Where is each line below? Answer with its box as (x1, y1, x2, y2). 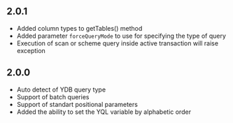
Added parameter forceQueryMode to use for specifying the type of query (16, 31, 227, 40)
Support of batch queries (16, 92, 90, 101)
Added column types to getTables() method (16, 24, 143, 32)
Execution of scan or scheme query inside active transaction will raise (16, 38, 218, 48)
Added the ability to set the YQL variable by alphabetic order (16, 108, 192, 116)
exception (16, 46, 46, 55)
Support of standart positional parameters (16, 100, 138, 108)
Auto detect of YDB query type (16, 85, 106, 94)
